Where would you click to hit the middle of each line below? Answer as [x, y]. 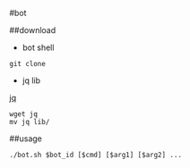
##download [33, 30]
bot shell [38, 47]
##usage [26, 139]
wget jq [24, 114]
